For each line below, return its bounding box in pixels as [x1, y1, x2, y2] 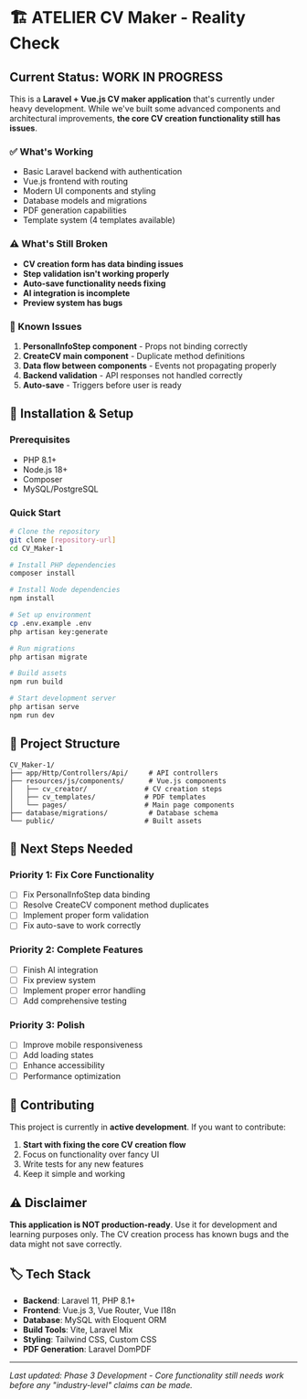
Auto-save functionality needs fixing [22, 278, 166, 289]
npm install [9, 594, 55, 603]
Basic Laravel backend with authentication [22, 166, 183, 177]
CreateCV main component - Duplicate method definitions [22, 350, 245, 361]
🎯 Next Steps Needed [9, 841, 133, 856]
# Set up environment [9, 610, 92, 620]
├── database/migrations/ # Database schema [9, 808, 219, 818]
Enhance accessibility [22, 1060, 105, 1071]
